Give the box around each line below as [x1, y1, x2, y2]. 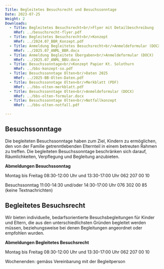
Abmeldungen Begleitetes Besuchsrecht [5, 239, 89, 245]
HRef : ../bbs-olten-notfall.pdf [14, 103, 80, 108]
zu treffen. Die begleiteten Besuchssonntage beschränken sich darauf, [5, 148, 147, 154]
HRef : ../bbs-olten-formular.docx [14, 93, 84, 98]
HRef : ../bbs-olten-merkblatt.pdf [14, 84, 84, 90]
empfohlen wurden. [5, 230, 45, 236]
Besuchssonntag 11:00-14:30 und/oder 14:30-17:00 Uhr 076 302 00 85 [5, 182, 147, 188]
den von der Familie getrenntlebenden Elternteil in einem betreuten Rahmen [5, 143, 157, 149]
